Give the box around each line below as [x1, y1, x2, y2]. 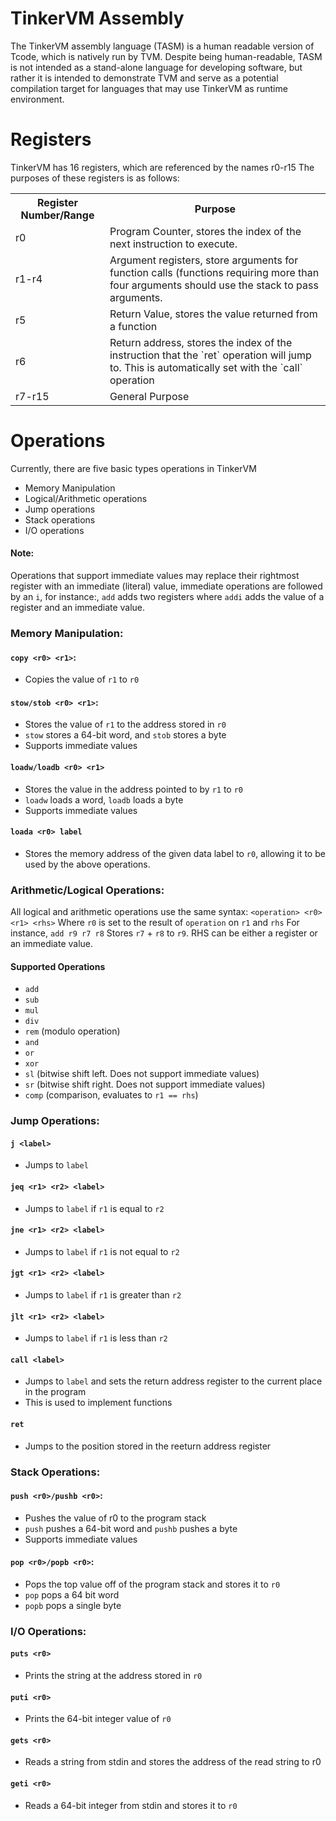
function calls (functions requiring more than [109, 265, 320, 279]
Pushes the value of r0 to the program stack [24, 1512, 207, 1524]
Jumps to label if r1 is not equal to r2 [24, 1245, 180, 1257]
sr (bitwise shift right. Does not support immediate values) [24, 1078, 266, 1091]
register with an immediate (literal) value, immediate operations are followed [10, 580, 323, 592]
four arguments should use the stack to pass [109, 278, 319, 292]
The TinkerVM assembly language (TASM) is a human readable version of [10, 40, 315, 52]
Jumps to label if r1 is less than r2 [24, 1332, 168, 1344]
